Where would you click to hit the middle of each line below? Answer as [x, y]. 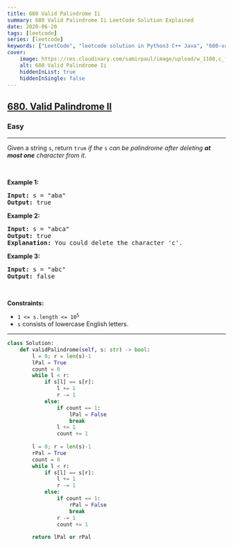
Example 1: [23, 182]
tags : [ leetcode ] [32, 33]
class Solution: [31, 344]
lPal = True [50, 362]
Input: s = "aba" [36, 196]
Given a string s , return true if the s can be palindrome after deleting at [109, 148]
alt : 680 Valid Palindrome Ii [63, 65]
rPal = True [50, 453]
